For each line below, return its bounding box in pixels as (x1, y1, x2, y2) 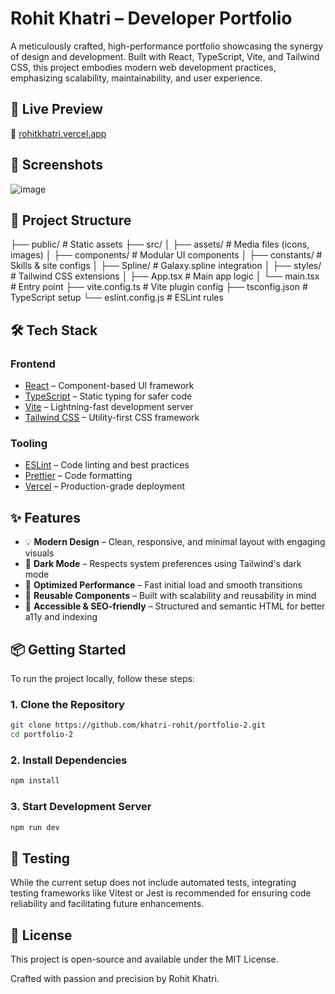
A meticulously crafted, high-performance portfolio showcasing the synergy (10, 40, 324, 52)
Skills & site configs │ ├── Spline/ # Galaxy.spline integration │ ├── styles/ (10, 260, 322, 272)
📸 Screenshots (10, 157, 104, 174)
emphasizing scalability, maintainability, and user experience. (10, 72, 263, 84)
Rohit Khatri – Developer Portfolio (10, 7, 293, 30)
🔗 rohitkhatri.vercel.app (10, 127, 107, 139)
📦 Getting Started (10, 641, 127, 658)
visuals (24, 547, 55, 559)
